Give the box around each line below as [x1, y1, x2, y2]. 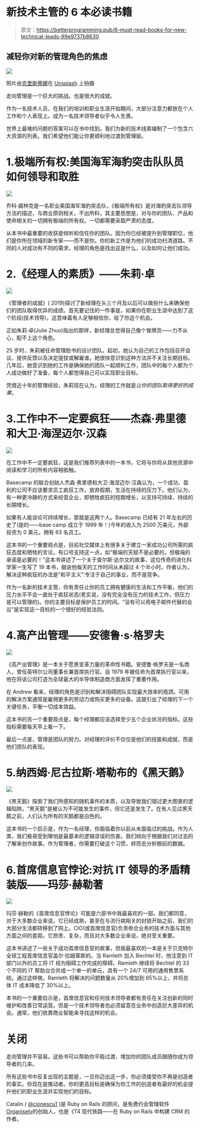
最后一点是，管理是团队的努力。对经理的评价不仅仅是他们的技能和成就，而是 [6, 736, 193, 743]
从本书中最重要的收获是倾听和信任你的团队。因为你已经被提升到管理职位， [6, 229, 188, 236]
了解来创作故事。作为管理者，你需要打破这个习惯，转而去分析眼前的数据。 [6, 840, 188, 847]
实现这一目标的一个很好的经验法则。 [18, 606, 108, 613]
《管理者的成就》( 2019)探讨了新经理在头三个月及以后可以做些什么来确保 [6, 299, 185, 306]
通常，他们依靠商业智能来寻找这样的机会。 [16, 1009, 120, 1016]
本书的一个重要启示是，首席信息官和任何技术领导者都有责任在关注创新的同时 [6, 994, 193, 1002]
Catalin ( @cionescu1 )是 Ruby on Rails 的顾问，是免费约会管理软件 [6, 1101, 170, 1108]
